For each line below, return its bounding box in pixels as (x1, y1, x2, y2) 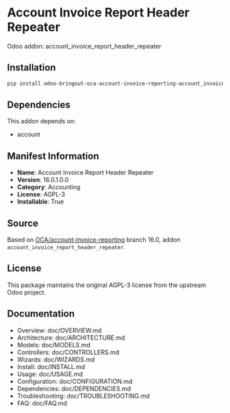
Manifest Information (7, 150, 99, 162)
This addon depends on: (7, 117, 76, 125)
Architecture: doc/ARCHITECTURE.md (16, 334, 125, 342)
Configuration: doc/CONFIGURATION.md (16, 377, 133, 385)
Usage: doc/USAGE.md (16, 370, 84, 378)
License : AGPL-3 (16, 190, 66, 199)
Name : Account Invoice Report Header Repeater (16, 168, 154, 177)
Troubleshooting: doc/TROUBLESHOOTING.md (16, 392, 150, 400)
